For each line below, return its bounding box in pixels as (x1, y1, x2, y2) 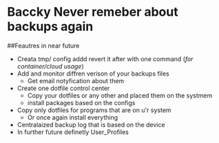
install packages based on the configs (27, 98, 136, 107)
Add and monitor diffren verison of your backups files (17, 69, 170, 78)
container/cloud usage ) (17, 62, 84, 70)
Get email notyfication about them (27, 76, 125, 85)
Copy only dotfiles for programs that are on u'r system (17, 106, 171, 114)
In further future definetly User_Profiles (17, 128, 129, 136)
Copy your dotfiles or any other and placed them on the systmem (27, 91, 213, 100)
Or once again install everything (27, 113, 118, 121)
